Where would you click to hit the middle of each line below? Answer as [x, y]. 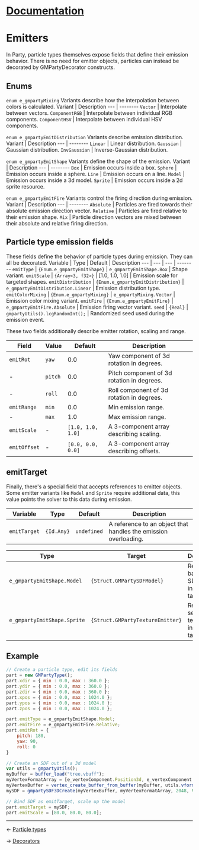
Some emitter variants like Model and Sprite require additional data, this [93, 493]
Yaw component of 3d [139, 356]
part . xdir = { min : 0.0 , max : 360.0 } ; [58, 681]
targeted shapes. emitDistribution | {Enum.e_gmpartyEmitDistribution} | [95, 281]
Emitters [27, 38]
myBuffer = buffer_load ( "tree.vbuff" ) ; [55, 774]
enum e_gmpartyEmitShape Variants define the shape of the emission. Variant [98, 161]
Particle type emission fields [60, 242]
